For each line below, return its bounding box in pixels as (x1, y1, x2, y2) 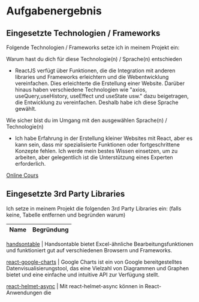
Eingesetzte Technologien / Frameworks (6, 28, 161, 38)
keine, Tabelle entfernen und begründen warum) (6, 211, 126, 218)
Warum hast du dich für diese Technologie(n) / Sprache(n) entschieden (6, 56, 183, 62)
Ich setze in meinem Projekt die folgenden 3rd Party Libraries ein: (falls (6, 205, 182, 212)
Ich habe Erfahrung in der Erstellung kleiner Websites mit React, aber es (14, 135, 193, 142)
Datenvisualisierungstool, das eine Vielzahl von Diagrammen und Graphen (6, 264, 189, 272)
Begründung (32, 225, 69, 234)
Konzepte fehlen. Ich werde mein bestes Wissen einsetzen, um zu (14, 148, 178, 154)
